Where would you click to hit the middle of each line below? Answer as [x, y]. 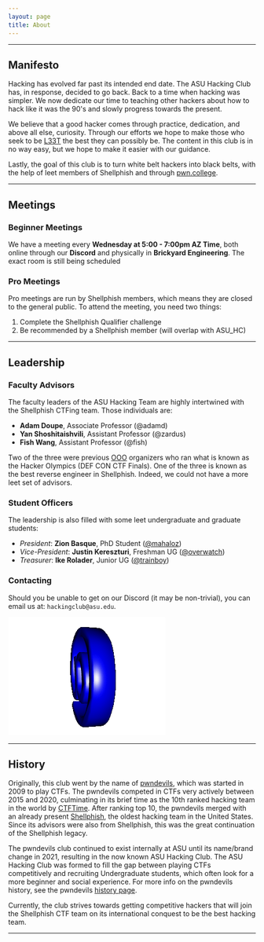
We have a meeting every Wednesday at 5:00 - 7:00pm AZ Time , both [123, 244]
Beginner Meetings [45, 227]
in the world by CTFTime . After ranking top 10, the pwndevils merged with [127, 808]
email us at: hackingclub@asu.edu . [62, 606]
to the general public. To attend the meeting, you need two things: [115, 307]
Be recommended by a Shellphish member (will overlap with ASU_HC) [132, 331]
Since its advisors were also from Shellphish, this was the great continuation [132, 825]
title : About [29, 25]
